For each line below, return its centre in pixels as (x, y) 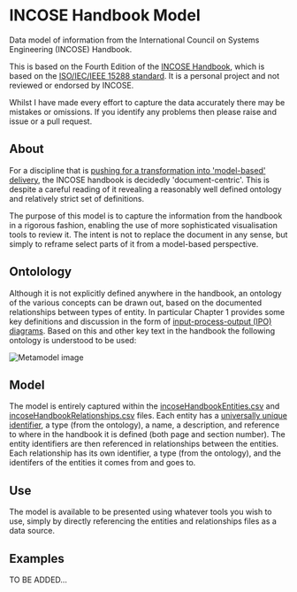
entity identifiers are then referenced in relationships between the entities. (144, 444)
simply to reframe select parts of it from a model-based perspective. (134, 243)
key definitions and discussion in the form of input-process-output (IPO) (141, 321)
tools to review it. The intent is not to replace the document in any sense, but (148, 234)
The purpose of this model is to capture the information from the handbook (146, 215)
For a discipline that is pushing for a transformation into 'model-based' (137, 170)
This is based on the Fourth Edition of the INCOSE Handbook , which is (137, 66)
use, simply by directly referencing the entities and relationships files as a (143, 521)
